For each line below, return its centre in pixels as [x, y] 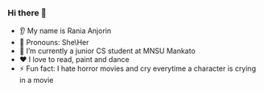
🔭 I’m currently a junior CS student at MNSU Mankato [107, 51]
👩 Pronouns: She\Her [54, 43]
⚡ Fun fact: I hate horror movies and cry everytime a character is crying [138, 68]
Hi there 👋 [27, 13]
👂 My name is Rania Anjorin [65, 31]
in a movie [36, 81]
